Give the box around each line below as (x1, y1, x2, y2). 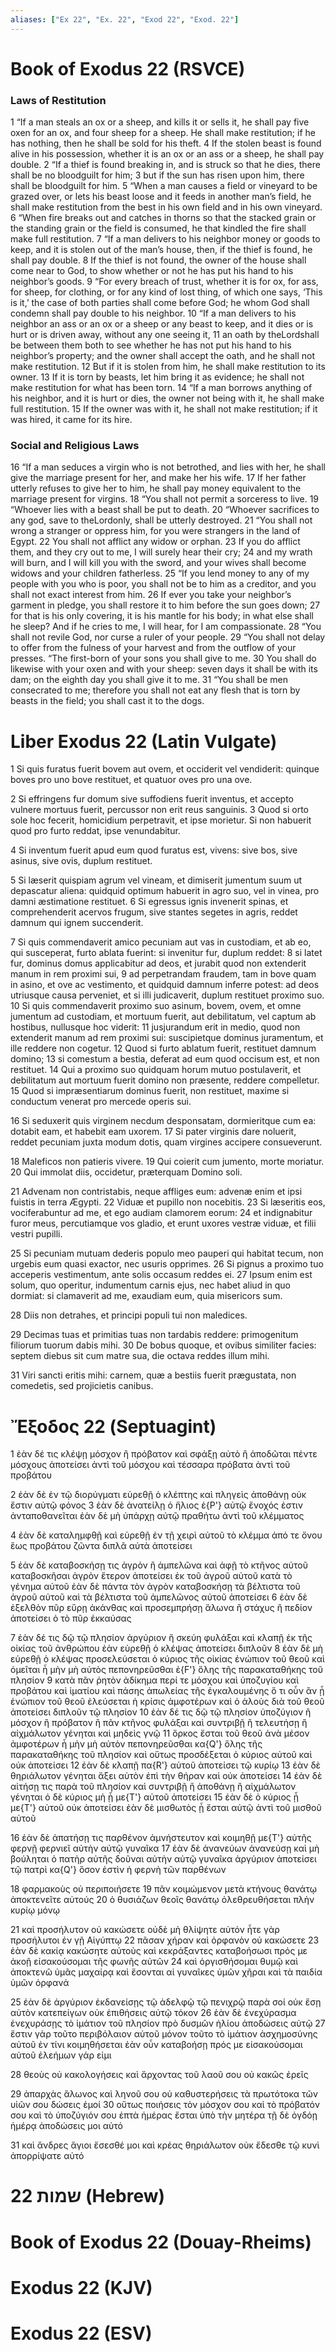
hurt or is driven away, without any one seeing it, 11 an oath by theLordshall (10, 329, 320, 341)
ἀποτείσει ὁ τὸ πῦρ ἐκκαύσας (10, 1612, 132, 1625)
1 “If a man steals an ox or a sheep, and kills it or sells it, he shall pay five (10, 116, 310, 128)
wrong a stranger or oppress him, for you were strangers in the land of (10, 525, 301, 537)
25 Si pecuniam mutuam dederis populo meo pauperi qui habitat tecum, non (10, 1247, 324, 1260)
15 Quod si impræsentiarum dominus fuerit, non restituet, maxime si (10, 1085, 290, 1097)
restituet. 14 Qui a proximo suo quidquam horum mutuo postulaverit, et (10, 1064, 302, 1076)
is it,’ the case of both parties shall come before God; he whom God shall (10, 297, 310, 309)
